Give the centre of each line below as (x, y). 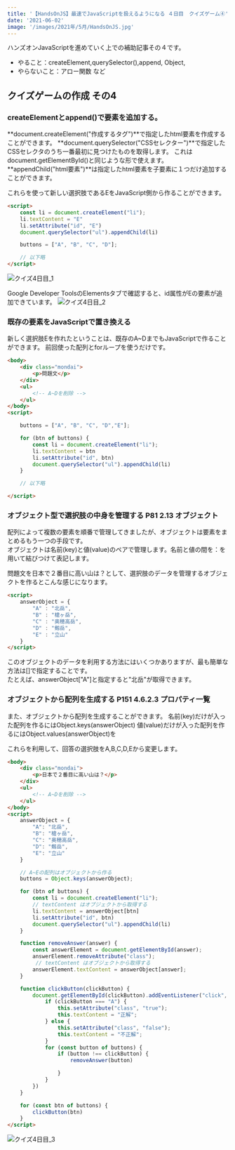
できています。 (34, 302)
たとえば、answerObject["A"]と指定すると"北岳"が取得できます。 (101, 680)
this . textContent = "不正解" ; (100, 1034)
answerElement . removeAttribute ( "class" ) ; (94, 957)
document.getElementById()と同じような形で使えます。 (88, 160)
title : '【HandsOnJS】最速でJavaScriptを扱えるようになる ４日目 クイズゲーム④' (118, 14)
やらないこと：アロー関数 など (61, 72)
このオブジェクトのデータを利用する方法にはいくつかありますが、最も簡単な (118, 662)
